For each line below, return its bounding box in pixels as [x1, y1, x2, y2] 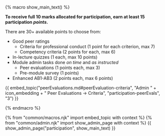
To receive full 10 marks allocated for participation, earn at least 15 [5, 14, 145, 19]
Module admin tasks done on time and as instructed [12, 60, 119, 65]
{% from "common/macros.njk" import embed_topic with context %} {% [5, 115, 153, 121]
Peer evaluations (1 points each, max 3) [19, 65, 101, 70]
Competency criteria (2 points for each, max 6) [19, 49, 115, 55]
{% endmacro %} [5, 105, 41, 111]
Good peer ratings [12, 38, 50, 44]
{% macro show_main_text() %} [5, 4, 70, 10]
